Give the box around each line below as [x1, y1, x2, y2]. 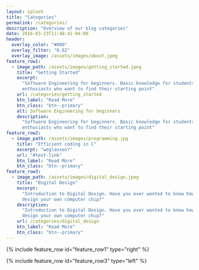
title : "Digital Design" [17, 180, 78, 186]
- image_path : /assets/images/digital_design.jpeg [11, 174, 139, 180]
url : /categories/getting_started [17, 91, 102, 97]
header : [6, 36, 25, 42]
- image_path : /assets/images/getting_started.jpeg [11, 63, 142, 70]
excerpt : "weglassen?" [17, 147, 73, 153]
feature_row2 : [6, 130, 41, 136]
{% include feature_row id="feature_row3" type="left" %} [6, 257, 147, 264]
